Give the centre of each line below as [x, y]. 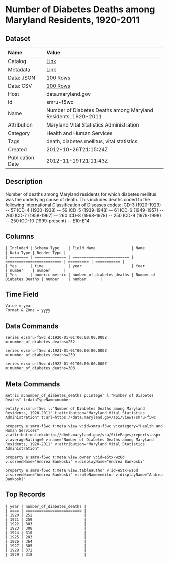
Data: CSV [20, 86]
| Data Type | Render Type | [36, 253]
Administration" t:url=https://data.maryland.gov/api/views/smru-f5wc [81, 418]
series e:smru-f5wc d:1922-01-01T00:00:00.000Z [56, 364]
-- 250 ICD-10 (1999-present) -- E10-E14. [48, 221]
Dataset [18, 39]
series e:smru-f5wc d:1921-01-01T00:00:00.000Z [56, 351]
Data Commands [32, 326]
